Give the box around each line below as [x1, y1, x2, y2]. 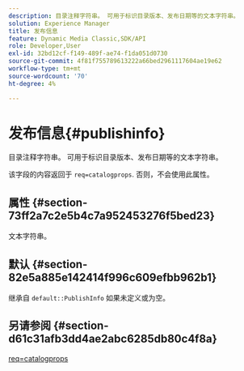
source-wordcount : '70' [8, 72, 89, 80]
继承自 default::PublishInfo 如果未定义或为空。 [8, 293, 170, 303]
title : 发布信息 [8, 27, 58, 35]
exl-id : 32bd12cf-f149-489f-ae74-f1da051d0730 [8, 49, 168, 58]
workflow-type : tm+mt [8, 65, 82, 73]
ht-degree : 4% [8, 79, 57, 87]
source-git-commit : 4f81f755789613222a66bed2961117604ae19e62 [8, 58, 222, 66]
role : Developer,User [8, 42, 82, 50]
